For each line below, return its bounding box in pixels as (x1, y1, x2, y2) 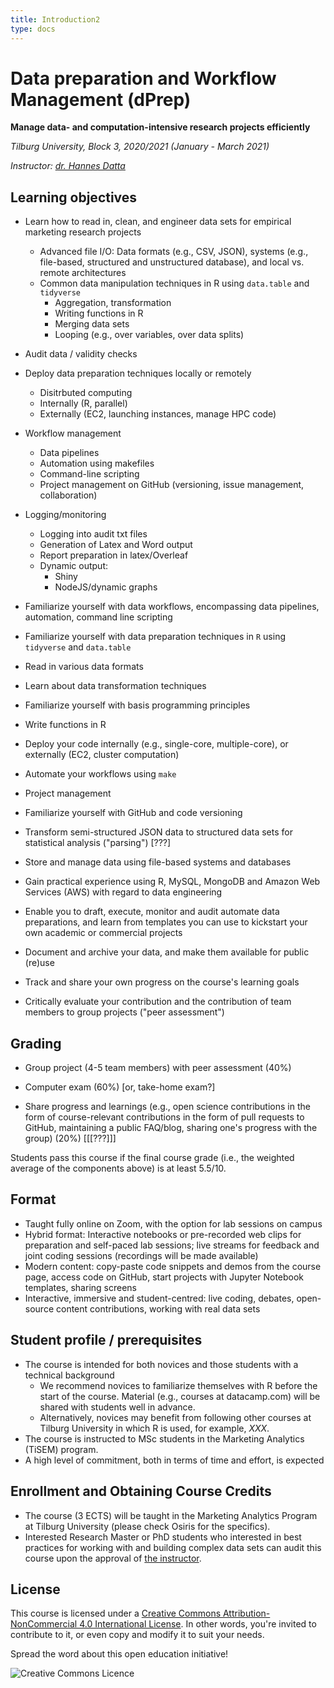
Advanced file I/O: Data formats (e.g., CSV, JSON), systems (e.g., (39, 246, 309, 258)
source (24, 1302, 55, 1315)
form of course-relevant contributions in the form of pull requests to (24, 1111, 305, 1123)
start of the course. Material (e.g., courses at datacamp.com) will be (39, 1390, 321, 1402)
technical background (24, 1369, 115, 1381)
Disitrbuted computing (39, 387, 133, 399)
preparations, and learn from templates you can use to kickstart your (24, 916, 308, 928)
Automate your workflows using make (24, 768, 177, 780)
